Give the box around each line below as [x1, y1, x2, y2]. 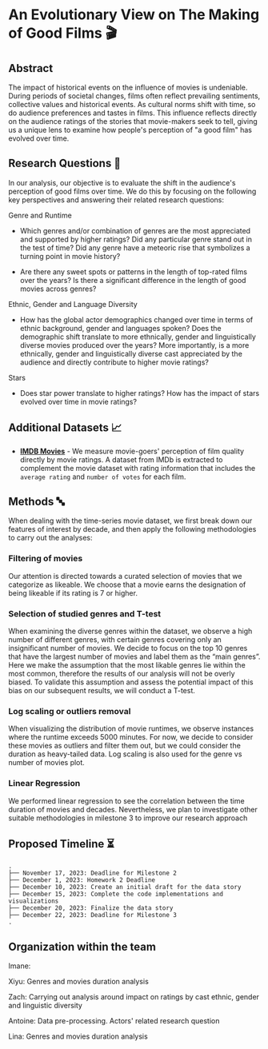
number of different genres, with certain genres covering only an [8, 635, 222, 644]
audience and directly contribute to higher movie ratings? [19, 357, 210, 367]
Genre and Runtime [8, 210, 72, 220]
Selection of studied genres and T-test [8, 608, 162, 619]
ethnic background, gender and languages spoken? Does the [19, 323, 222, 333]
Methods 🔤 [8, 495, 65, 509]
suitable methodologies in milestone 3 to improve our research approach [8, 813, 248, 823]
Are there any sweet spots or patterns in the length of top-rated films [19, 266, 248, 277]
